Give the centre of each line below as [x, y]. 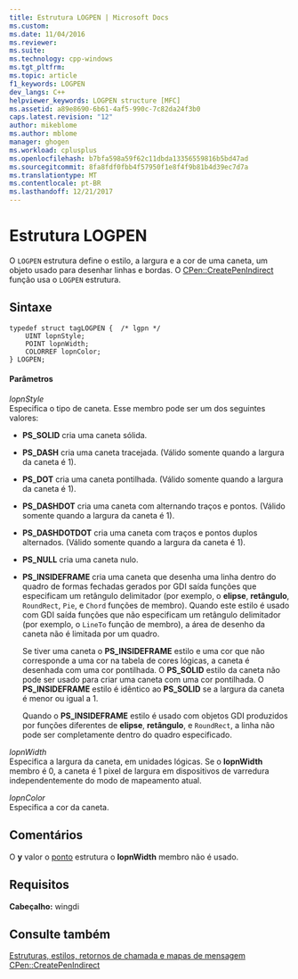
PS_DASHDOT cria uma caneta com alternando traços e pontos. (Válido [154, 506]
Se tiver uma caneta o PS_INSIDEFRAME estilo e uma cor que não [143, 651]
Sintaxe [31, 307]
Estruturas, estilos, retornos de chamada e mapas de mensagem [128, 956]
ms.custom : [29, 26]
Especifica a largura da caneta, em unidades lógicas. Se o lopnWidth [136, 761]
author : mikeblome [43, 126]
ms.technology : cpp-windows [61, 59]
